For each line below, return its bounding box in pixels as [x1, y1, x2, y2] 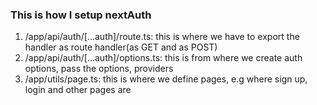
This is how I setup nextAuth [10, 8, 152, 22]
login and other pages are [24, 84, 132, 96]
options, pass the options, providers [24, 63, 174, 75]
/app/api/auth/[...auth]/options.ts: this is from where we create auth [24, 52, 303, 64]
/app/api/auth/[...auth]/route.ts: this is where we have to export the [24, 31, 300, 43]
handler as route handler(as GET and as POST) [24, 41, 218, 53]
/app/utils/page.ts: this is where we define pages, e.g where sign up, [24, 73, 308, 85]
